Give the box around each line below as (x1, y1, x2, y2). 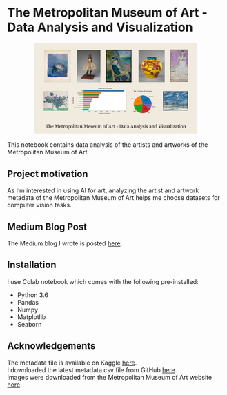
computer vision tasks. (7, 201, 72, 210)
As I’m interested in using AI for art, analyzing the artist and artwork (7, 186, 199, 194)
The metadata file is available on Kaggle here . (7, 358, 137, 367)
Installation (7, 259, 57, 271)
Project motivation (7, 168, 88, 180)
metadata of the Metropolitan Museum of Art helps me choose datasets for (7, 194, 221, 202)
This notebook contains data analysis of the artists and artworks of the (7, 141, 208, 149)
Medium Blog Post (7, 221, 88, 232)
